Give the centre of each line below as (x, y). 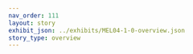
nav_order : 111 (34, 15)
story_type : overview (45, 38)
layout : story (32, 23)
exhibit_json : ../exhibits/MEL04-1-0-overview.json (96, 30)
